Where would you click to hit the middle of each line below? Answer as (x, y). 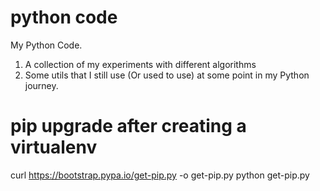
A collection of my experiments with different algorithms (140, 64)
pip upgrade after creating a (128, 126)
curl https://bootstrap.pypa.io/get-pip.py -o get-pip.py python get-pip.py (160, 175)
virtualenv (54, 147)
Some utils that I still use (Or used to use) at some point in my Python (167, 75)
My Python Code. (46, 45)
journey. (41, 85)
